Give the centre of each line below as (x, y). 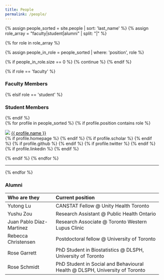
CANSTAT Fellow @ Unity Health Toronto (103, 206)
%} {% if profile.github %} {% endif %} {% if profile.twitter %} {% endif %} (80, 144)
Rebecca (18, 236)
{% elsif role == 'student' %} (34, 94)
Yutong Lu (19, 206)
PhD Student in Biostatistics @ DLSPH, (100, 250)
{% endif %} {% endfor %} (32, 158)
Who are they (24, 198)
